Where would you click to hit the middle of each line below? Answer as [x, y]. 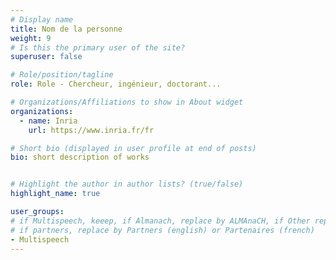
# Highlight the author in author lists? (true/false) [127, 184]
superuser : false [46, 57]
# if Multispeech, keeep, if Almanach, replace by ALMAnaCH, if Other [160, 221]
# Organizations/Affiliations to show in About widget [127, 102]
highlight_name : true [55, 194]
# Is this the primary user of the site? [98, 47]
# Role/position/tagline [62, 75]
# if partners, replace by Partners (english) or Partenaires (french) [162, 230]
